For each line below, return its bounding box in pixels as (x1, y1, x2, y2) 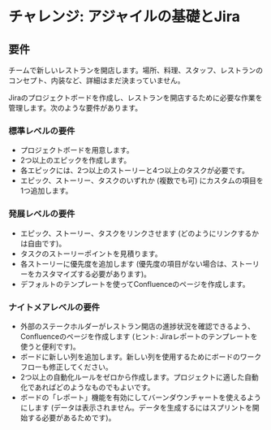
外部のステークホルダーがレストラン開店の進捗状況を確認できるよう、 (19, 321, 256, 331)
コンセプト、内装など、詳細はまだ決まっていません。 (8, 76, 185, 85)
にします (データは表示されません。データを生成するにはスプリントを (19, 402, 253, 412)
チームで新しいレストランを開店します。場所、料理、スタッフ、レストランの (8, 66, 264, 75)
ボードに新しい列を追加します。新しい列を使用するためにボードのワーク (19, 351, 262, 362)
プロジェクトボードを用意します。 (19, 146, 134, 155)
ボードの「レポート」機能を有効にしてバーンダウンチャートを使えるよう (19, 392, 262, 402)
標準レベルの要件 (8, 125, 75, 137)
